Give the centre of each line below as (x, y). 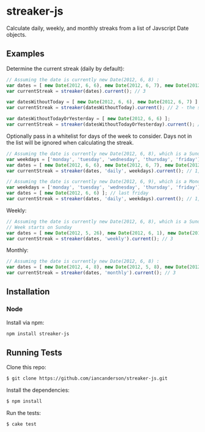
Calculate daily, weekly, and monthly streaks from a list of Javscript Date (98, 28)
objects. (16, 34)
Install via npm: (25, 322)
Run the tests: (24, 413)
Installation (28, 292)
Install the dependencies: (38, 390)
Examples (25, 54)
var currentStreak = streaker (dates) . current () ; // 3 (76, 91)
